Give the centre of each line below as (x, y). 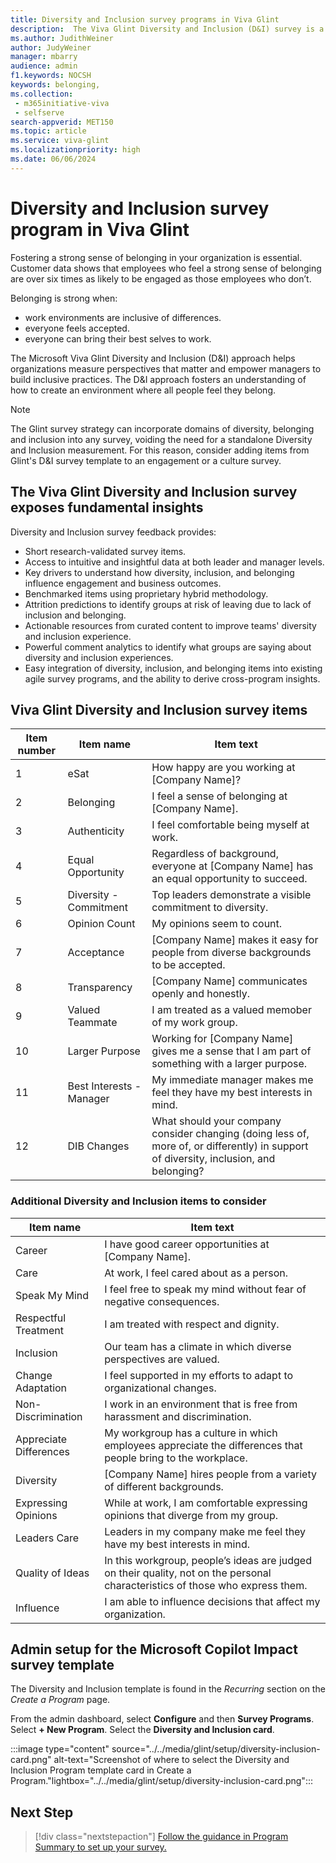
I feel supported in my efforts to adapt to (199, 1375)
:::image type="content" (60, 1749)
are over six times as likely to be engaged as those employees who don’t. (161, 278)
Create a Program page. (60, 1700)
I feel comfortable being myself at (230, 825)
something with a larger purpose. (229, 1064)
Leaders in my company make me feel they (205, 1531)
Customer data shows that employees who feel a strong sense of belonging (166, 268)
